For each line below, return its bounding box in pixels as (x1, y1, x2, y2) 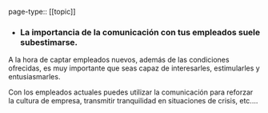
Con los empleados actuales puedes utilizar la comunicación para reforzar (8, 87, 254, 97)
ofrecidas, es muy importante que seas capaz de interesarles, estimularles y (8, 63, 260, 73)
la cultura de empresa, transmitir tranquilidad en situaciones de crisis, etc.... (8, 96, 258, 106)
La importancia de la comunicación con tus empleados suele (19, 26, 261, 38)
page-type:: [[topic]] (8, 7, 76, 16)
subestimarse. (19, 36, 78, 47)
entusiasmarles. (8, 72, 61, 82)
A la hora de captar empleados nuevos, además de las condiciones (8, 55, 230, 65)
